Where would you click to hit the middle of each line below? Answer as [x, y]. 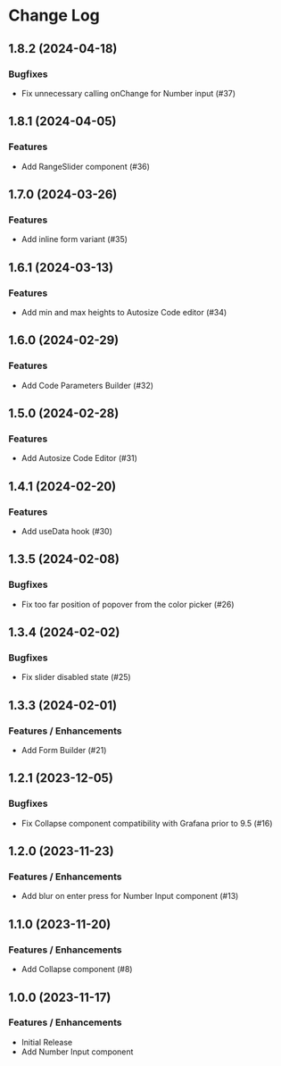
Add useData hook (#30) [67, 531]
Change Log [54, 16]
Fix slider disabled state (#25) [76, 677]
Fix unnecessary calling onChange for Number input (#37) [128, 93]
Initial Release [47, 1042]
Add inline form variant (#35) [74, 239]
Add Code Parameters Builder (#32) [87, 385]
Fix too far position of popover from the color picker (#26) [128, 604]
